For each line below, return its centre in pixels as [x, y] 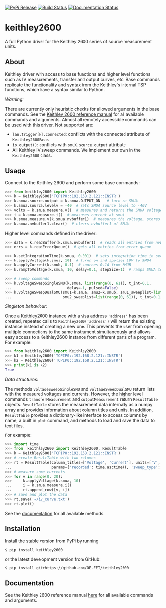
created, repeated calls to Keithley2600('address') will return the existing [80, 321]
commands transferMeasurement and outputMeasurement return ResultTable [82, 399]
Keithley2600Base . [31, 139]
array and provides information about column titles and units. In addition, [79, 410]
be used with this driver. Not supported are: [49, 125]
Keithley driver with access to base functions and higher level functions [78, 74]
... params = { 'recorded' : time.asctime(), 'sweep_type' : [83, 467]
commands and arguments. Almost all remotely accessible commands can [81, 119]
